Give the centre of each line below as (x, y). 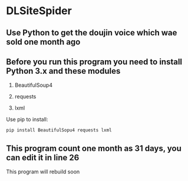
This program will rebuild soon (43, 172)
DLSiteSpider (39, 11)
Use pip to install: (27, 120)
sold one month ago (43, 42)
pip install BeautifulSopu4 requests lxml (59, 130)
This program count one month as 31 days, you (94, 148)
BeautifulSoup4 (34, 85)
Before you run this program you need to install (94, 62)
